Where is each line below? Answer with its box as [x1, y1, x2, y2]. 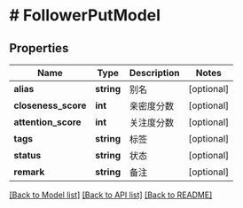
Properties [9, 41, 69, 56]
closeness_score [13, 99, 87, 112]
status [13, 150, 42, 161]
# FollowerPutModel [9, 5, 161, 26]
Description [129, 67, 180, 79]
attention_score [13, 116, 82, 128]
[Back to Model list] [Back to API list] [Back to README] [9, 189, 213, 200]
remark [13, 166, 45, 178]
